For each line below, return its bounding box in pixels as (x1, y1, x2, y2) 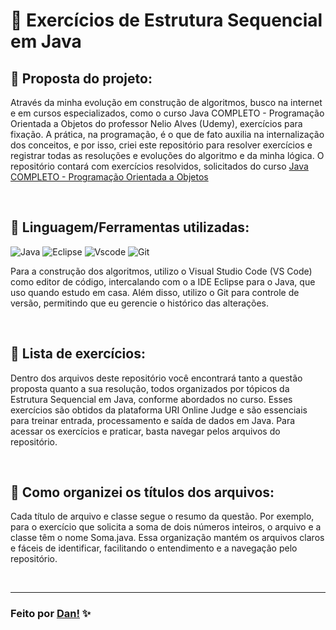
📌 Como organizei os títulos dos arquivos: (10, 484, 275, 501)
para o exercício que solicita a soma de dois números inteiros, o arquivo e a (10, 521, 322, 533)
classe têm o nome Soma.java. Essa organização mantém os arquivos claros (10, 532, 325, 544)
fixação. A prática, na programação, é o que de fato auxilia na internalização (10, 129, 325, 140)
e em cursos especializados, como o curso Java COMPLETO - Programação (10, 107, 325, 119)
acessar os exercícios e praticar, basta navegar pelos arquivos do (10, 425, 281, 437)
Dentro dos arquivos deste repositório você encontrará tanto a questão (10, 372, 303, 384)
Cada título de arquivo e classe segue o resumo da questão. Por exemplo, (10, 510, 315, 523)
